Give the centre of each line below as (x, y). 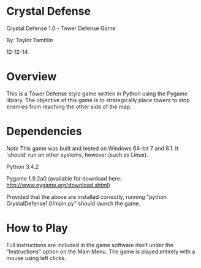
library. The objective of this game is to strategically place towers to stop (98, 100)
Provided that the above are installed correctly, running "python (87, 196)
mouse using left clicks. (36, 258)
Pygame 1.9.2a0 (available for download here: (64, 178)
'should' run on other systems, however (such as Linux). (77, 155)
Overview (32, 77)
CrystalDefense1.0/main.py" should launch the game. (74, 203)
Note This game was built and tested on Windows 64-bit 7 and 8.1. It (93, 148)
